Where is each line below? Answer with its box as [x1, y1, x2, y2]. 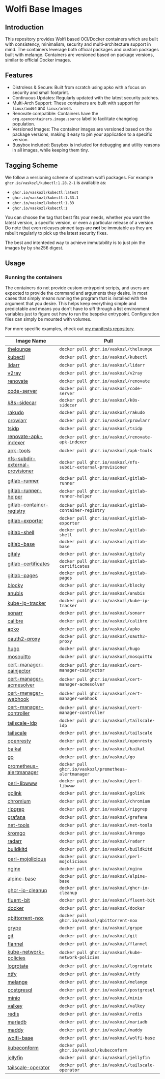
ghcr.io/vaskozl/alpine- [89, 873, 148, 879]
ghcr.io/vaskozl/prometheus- [59, 767, 128, 772]
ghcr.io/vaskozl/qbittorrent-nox [59, 918, 137, 924]
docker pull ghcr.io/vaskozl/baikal [59, 746, 145, 752]
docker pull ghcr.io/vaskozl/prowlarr [59, 418, 150, 424]
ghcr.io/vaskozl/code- [89, 386, 142, 392]
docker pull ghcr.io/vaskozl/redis [59, 1011, 142, 1017]
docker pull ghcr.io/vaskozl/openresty [59, 738, 153, 744]
